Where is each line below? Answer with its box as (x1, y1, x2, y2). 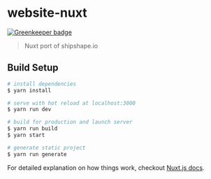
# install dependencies (7, 80, 77, 87)
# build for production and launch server (7, 119, 133, 126)
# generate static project (7, 144, 86, 151)
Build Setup (7, 62, 59, 74)
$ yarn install (7, 87, 52, 94)
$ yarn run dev (7, 106, 52, 113)
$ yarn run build (7, 125, 58, 132)
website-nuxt (7, 5, 87, 21)
